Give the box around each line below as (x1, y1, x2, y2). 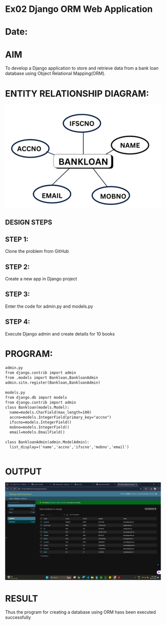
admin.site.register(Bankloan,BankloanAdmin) (5, 380, 100, 385)
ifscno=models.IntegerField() (9, 420, 72, 425)
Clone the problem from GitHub (5, 248, 69, 254)
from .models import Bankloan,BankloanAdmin (5, 375, 98, 380)
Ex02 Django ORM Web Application (5, 3, 153, 15)
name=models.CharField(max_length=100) (9, 410, 92, 415)
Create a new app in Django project (5, 276, 78, 282)
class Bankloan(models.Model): (5, 405, 70, 410)
